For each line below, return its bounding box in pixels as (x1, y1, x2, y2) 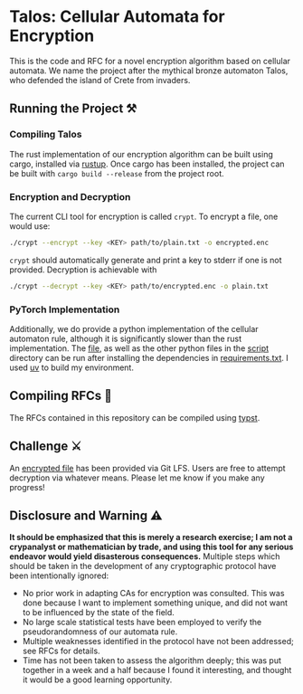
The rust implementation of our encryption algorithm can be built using (9, 148, 273, 159)
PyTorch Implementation (9, 303, 120, 316)
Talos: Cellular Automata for (9, 6, 225, 27)
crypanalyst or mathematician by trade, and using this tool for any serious (9, 541, 294, 553)
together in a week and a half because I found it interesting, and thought (22, 665, 292, 676)
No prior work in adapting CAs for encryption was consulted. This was (22, 588, 285, 599)
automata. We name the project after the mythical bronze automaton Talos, (9, 65, 289, 76)
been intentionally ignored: (9, 570, 109, 581)
